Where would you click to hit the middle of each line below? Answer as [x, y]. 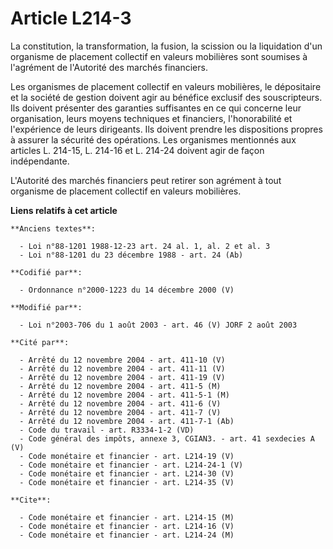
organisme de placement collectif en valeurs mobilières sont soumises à [159, 56]
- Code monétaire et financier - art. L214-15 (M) [127, 517]
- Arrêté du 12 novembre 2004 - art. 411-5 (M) [120, 386]
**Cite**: [31, 500]
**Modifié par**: [46, 307]
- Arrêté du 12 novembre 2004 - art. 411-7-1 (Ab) [127, 421]
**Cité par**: [40, 342]
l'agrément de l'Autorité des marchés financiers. [109, 67]
